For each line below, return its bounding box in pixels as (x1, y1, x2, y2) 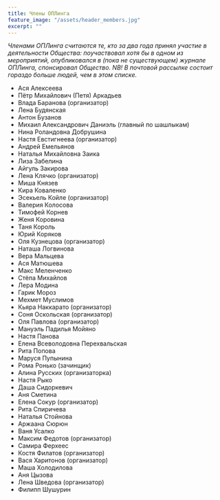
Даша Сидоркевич (17, 383, 73, 391)
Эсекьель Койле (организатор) (17, 194, 109, 202)
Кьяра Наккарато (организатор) (17, 303, 112, 311)
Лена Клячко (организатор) (17, 172, 99, 180)
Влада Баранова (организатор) (17, 99, 109, 107)
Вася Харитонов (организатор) (17, 456, 109, 464)
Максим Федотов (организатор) (17, 434, 112, 443)
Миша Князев (17, 179, 58, 187)
